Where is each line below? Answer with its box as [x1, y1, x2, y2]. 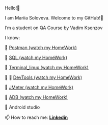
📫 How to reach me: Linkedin [5, 114, 68, 120]
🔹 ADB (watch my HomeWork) [5, 94, 68, 100]
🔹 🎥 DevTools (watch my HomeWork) [5, 74, 83, 80]
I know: [5, 35, 20, 40]
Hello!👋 [5, 5, 20, 11]
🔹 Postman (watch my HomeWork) [5, 45, 77, 51]
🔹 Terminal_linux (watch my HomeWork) [5, 65, 89, 70]
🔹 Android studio [5, 104, 40, 110]
